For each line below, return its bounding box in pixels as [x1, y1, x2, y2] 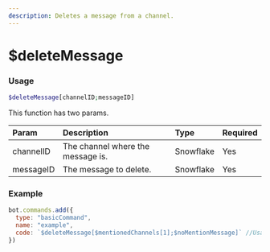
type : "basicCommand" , [15, 214, 92, 222]
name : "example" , [15, 221, 74, 229]
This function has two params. [8, 108, 109, 118]
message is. [63, 151, 108, 162]
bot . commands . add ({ [8, 206, 74, 214]
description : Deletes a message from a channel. [8, 11, 174, 20]
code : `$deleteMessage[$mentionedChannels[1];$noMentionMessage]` [15, 229, 243, 237]
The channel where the [63, 140, 150, 151]
